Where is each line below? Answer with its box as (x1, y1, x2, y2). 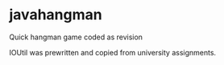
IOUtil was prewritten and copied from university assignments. (9, 47, 217, 57)
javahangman (9, 6, 103, 24)
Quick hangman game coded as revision (9, 32, 143, 42)
